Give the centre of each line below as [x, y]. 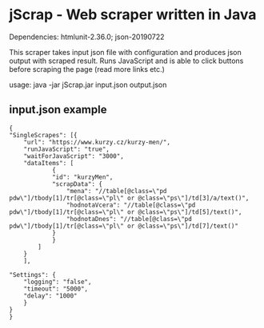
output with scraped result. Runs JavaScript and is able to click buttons [126, 61]
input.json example [58, 110]
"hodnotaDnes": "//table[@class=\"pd [129, 219]
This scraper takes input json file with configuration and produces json [126, 52]
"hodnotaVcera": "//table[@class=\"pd [131, 205]
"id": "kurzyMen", [82, 177]
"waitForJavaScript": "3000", [74, 156]
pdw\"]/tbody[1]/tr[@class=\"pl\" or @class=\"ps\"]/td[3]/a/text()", [129, 198]
